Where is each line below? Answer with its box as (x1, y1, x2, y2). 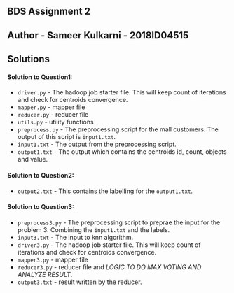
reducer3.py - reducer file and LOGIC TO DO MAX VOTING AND (17, 262, 202, 271)
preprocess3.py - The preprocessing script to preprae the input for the (17, 218, 221, 227)
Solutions (7, 53, 50, 65)
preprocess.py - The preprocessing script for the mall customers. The (17, 125, 219, 134)
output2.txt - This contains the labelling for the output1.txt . (17, 187, 193, 195)
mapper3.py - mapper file (17, 255, 89, 264)
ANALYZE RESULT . (17, 270, 73, 278)
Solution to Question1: (7, 73, 73, 81)
